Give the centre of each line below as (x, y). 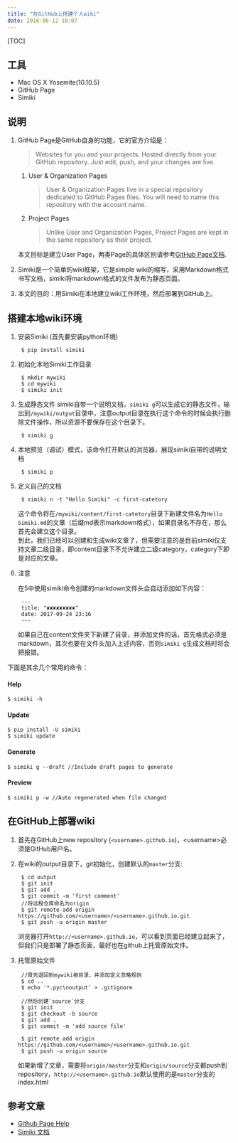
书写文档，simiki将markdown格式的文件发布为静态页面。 (101, 279)
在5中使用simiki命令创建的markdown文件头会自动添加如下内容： (112, 588)
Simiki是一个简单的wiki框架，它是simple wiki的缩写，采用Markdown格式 (123, 270)
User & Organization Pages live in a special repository (125, 190)
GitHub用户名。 (53, 849)
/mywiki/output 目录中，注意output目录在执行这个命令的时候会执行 (128, 413)
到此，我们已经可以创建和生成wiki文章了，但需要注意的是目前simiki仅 (119, 540)
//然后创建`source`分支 (53, 1001)
